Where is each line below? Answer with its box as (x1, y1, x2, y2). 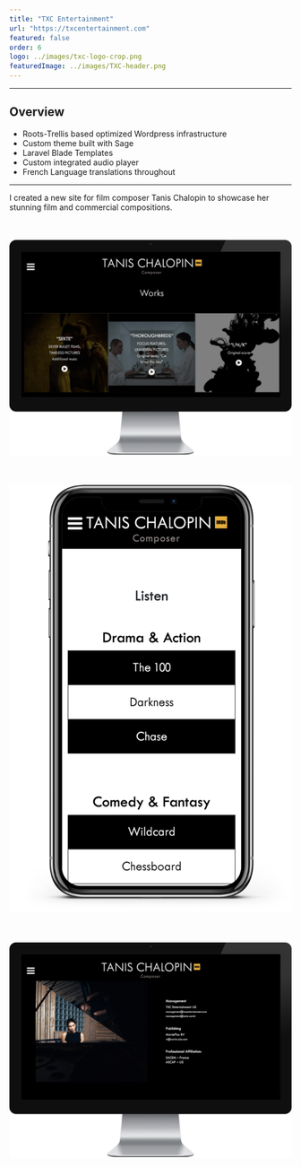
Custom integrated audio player (21, 157, 139, 168)
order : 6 (9, 43, 42, 52)
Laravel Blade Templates (21, 147, 114, 158)
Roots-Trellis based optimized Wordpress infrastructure (21, 128, 228, 139)
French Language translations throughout (21, 166, 176, 177)
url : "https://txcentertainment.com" (9, 23, 150, 33)
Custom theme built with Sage (21, 137, 134, 148)
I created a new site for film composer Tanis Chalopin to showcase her (9, 192, 270, 203)
